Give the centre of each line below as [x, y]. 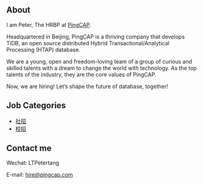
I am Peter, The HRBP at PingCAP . [49, 24]
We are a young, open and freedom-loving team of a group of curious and [99, 61]
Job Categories [36, 105]
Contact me [29, 148]
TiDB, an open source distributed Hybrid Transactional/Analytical [88, 43]
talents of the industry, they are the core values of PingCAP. [81, 74]
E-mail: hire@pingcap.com [40, 175]
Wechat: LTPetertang [33, 163]
